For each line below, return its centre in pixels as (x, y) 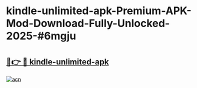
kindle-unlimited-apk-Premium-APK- (99, 11)
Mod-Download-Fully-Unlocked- (88, 23)
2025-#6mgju (41, 36)
